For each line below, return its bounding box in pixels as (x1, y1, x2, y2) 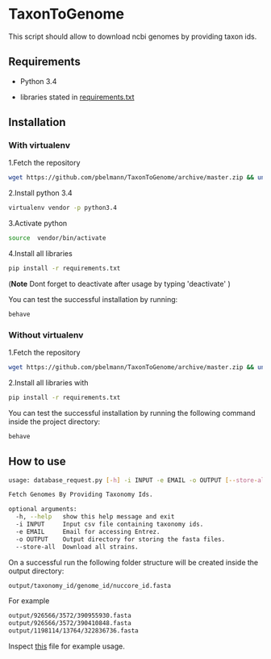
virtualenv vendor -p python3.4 (8, 204, 117, 212)
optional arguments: (8, 506, 78, 514)
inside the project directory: (8, 417, 101, 426)
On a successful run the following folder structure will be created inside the (8, 557, 259, 567)
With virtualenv (8, 140, 71, 151)
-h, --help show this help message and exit (15, 513, 175, 521)
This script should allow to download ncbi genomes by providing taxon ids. (8, 31, 257, 41)
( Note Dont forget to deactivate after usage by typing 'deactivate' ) (8, 279, 231, 288)
